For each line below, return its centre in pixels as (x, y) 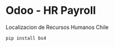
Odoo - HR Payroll (51, 11)
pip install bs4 (26, 38)
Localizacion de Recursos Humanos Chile (57, 27)
